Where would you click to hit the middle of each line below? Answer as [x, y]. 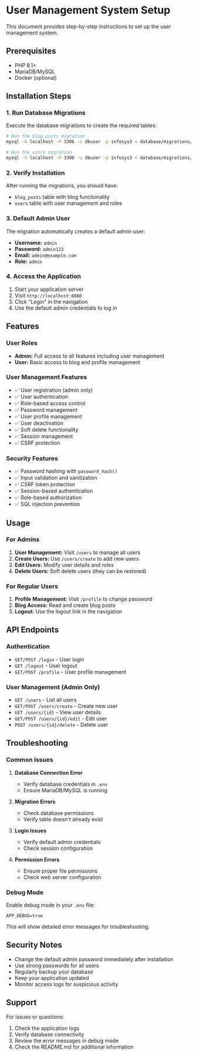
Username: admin [36, 242]
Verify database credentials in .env [65, 784]
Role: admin [28, 261]
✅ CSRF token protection [45, 484]
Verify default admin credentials [62, 842]
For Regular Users [32, 586]
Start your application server [49, 289]
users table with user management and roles [68, 203]
